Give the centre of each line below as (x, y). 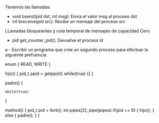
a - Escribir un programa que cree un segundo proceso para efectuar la (77, 50)
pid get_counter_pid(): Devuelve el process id (58, 40)
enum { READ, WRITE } (28, 64)
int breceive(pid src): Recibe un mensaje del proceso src (69, 22)
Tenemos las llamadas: (28, 7)
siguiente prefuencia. (26, 55)
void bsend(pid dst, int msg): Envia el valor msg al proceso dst (74, 16)
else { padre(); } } (22, 115)
